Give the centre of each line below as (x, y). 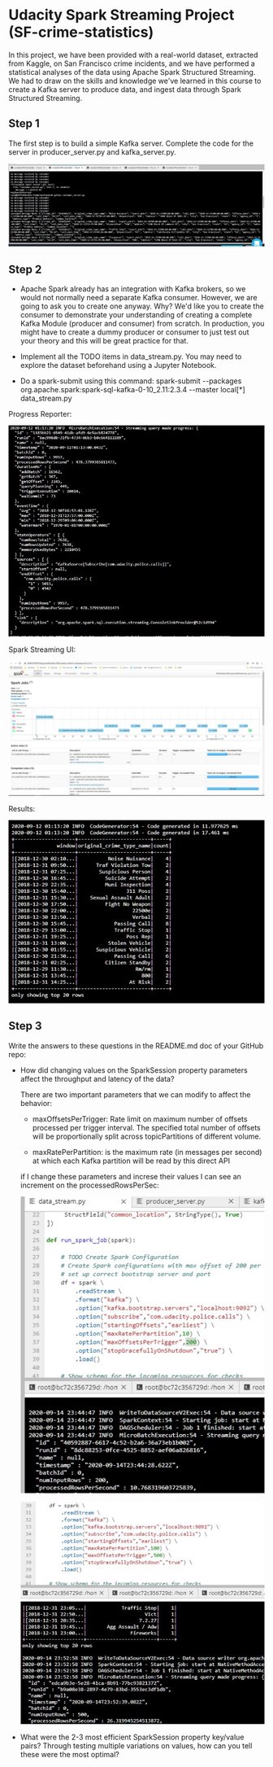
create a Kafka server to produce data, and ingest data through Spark (125, 89)
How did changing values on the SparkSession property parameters (134, 1070)
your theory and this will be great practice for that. (104, 341)
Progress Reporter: (40, 414)
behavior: (36, 1103)
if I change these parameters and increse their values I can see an (131, 1176)
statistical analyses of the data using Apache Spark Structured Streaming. (132, 72)
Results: (22, 809)
